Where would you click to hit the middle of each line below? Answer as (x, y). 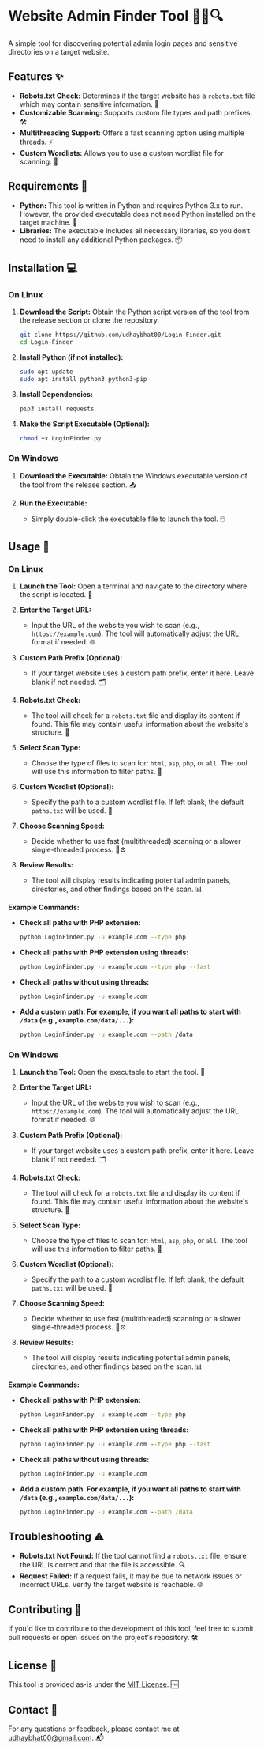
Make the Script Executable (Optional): (84, 424)
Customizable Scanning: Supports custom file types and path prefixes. (136, 112)
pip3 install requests (57, 409)
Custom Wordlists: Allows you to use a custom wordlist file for (121, 153)
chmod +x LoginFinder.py (60, 438)
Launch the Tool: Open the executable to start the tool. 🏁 (112, 1072)
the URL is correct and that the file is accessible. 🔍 (102, 1564)
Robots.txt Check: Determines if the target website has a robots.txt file (137, 96)
